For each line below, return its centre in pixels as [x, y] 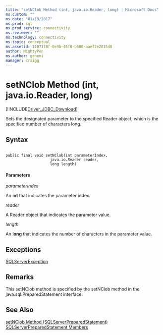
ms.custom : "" [20, 14]
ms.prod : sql [19, 24]
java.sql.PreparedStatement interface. [44, 294]
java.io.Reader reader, [74, 160]
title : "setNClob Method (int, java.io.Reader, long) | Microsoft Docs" [82, 10]
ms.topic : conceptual [28, 42]
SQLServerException [27, 262]
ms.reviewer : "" [22, 33]
